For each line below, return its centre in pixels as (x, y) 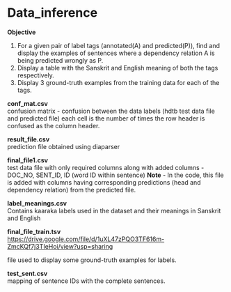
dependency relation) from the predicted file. (72, 190)
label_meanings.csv (37, 203)
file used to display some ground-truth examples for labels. (92, 260)
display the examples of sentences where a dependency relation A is (116, 53)
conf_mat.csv (28, 103)
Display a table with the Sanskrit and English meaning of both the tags (118, 68)
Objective (22, 32)
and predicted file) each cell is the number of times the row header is (106, 118)
